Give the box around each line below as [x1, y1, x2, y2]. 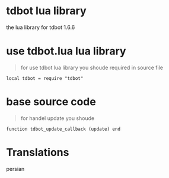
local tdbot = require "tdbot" [6, 75, 84, 81]
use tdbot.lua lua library [6, 44, 126, 58]
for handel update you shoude [20, 114, 95, 122]
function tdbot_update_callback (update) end [6, 126, 120, 132]
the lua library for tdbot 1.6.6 [6, 24, 75, 31]
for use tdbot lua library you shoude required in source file [20, 64, 163, 71]
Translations [6, 146, 69, 159]
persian [6, 165, 25, 172]
